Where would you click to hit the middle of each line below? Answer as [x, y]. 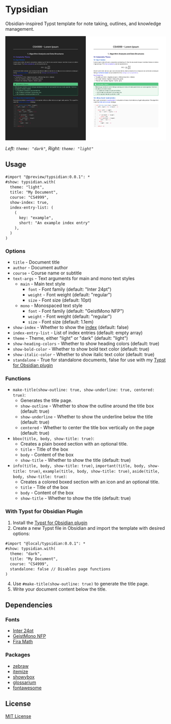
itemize [20, 671]
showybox [23, 677]
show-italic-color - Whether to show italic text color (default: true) [83, 355]
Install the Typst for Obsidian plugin [50, 523]
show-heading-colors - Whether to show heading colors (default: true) [86, 344]
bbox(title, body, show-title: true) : [53, 438]
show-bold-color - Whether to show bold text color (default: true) [81, 349]
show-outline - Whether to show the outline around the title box [87, 406]
